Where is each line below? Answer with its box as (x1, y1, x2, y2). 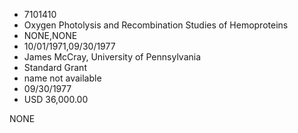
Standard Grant (23, 62, 87, 73)
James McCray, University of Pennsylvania (23, 51, 202, 63)
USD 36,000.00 (23, 94, 89, 105)
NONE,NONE (23, 30, 78, 41)
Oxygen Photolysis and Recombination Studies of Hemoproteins (23, 19, 289, 31)
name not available (23, 72, 102, 84)
